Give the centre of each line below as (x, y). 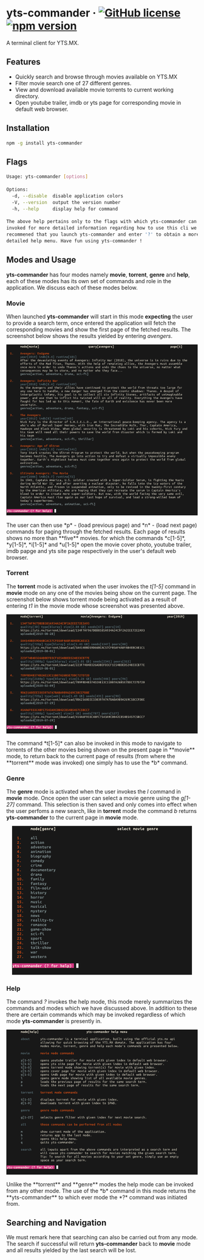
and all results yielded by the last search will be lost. (71, 1250)
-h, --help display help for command (65, 209)
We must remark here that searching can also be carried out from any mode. (102, 1237)
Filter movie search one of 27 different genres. (73, 83)
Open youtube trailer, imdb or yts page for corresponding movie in (98, 102)
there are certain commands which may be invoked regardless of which (96, 1015)
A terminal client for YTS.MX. (42, 43)
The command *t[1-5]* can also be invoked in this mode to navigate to (94, 743)
